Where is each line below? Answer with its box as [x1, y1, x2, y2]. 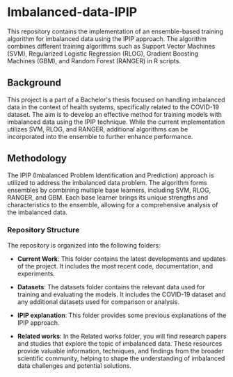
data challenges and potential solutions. [17, 361, 132, 369]
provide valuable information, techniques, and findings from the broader [17, 346, 225, 355]
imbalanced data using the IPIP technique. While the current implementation [7, 118, 225, 126]
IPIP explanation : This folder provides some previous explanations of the [17, 311, 227, 319]
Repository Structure [7, 225, 80, 235]
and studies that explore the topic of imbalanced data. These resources [17, 339, 223, 348]
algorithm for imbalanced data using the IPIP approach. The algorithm [7, 34, 207, 42]
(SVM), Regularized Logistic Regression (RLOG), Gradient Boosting [7, 49, 199, 58]
